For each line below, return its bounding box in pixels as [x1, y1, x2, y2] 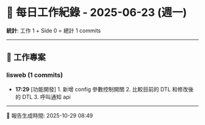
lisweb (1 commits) [6, 71, 63, 79]
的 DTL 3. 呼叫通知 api [15, 93, 71, 101]
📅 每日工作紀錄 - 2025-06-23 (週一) [6, 5, 187, 20]
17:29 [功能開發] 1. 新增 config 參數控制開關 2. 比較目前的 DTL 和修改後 [15, 85, 194, 93]
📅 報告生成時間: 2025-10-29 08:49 [6, 112, 93, 119]
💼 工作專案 [6, 52, 46, 63]
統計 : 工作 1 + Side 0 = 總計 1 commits [6, 27, 101, 34]
